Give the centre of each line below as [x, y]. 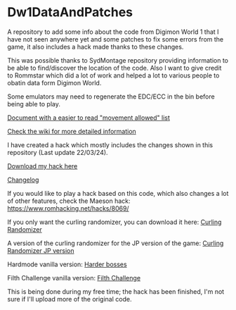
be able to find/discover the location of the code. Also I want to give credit [114, 68]
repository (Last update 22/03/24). [58, 152]
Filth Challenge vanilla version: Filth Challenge [74, 278]
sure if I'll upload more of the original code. [70, 299]
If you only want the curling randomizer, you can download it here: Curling [114, 222]
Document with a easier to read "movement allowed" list [89, 118]
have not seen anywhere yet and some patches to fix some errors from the [116, 39]
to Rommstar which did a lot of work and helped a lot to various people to [113, 75]
